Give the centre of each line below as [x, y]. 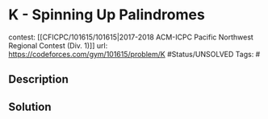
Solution [30, 107]
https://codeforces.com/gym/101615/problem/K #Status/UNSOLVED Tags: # [134, 54]
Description [38, 79]
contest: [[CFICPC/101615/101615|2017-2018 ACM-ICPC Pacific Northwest [131, 37]
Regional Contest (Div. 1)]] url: [58, 45]
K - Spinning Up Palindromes [107, 15]
